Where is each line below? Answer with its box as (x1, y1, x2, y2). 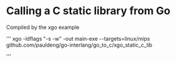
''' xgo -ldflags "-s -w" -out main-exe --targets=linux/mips (6, 35, 150, 42)
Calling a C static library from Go (6, 4, 171, 18)
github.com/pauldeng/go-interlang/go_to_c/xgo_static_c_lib (6, 41, 153, 48)
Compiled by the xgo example (6, 24, 79, 31)
